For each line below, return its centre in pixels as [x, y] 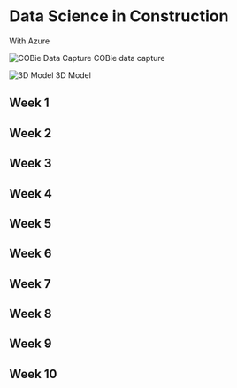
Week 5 [30, 223]
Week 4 [31, 194]
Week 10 [33, 374]
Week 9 [31, 344]
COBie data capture [129, 58]
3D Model [73, 75]
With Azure [30, 41]
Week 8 [31, 314]
